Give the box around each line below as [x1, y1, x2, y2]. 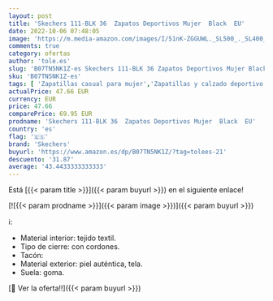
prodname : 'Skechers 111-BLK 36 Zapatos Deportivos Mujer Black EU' [8, 118, 256, 126]
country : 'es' [8, 125, 57, 133]
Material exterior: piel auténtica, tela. [19, 259, 143, 269]
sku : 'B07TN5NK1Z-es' [8, 72, 82, 80]
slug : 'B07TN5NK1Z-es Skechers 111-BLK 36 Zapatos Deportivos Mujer [8, 65, 245, 73]
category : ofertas [8, 49, 71, 58]
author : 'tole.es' [8, 58, 71, 66]
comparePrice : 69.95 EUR [8, 110, 93, 118]
